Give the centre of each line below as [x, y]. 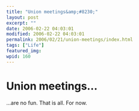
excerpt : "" [21, 23]
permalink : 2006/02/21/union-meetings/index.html [70, 40]
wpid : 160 [19, 56]
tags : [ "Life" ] [25, 46]
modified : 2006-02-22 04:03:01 [45, 34]
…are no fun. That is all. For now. [47, 103]
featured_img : [24, 51]
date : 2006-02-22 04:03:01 [40, 28]
